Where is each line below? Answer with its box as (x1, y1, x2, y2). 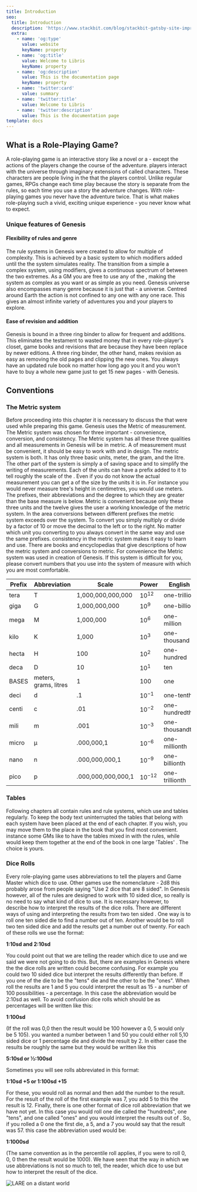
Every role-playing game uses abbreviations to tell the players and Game (6, 872, 182, 880)
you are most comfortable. (6, 566, 70, 573)
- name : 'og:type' (16, 36, 62, 42)
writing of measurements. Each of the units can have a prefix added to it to (6, 466, 186, 473)
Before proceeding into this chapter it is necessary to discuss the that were (6, 416, 188, 423)
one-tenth (163, 691, 192, 699)
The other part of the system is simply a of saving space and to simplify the (6, 460, 189, 467)
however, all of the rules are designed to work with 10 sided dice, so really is (6, 891, 191, 898)
